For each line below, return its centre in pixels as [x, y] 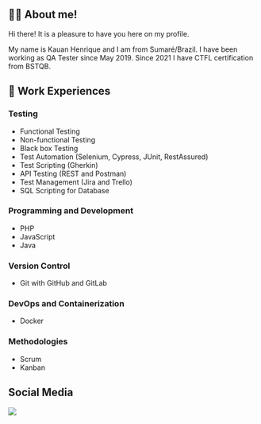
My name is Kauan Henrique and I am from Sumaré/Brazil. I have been [123, 49]
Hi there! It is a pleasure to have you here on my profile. [99, 33]
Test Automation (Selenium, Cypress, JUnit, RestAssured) [114, 157]
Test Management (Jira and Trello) [76, 182]
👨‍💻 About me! [43, 15]
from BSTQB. [30, 66]
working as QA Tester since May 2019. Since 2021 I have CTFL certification [131, 57]
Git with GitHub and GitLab [63, 283]
